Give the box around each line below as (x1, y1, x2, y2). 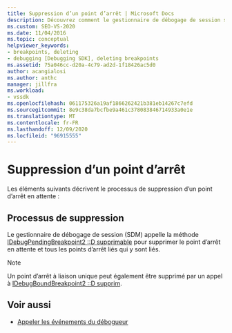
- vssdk (7, 94, 30, 101)
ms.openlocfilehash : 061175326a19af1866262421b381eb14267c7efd (7, 100, 193, 107)
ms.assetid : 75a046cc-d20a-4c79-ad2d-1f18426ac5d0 (7, 61, 156, 68)
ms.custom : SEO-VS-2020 (7, 23, 76, 30)
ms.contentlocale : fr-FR (7, 119, 79, 126)
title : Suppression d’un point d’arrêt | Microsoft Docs (7, 10, 175, 17)
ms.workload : (7, 87, 45, 94)
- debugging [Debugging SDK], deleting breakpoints (7, 55, 159, 62)
